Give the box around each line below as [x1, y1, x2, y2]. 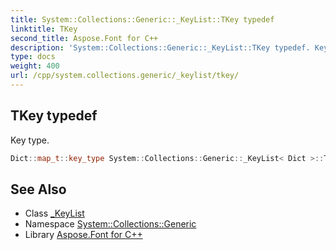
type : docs [10, 52, 56, 62]
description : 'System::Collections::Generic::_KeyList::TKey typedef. [10, 42, 311, 53]
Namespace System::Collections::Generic [24, 218, 197, 230]
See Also [10, 181, 67, 198]
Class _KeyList [24, 207, 85, 220]
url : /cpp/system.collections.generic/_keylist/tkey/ [10, 71, 240, 81]
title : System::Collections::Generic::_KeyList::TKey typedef [10, 14, 275, 25]
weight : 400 [10, 61, 60, 71]
